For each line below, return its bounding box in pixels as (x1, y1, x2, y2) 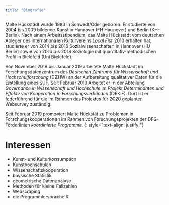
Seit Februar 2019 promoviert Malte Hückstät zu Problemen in (5, 111, 134, 117)
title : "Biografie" (5, 7, 46, 13)
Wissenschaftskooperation (12, 167, 68, 173)
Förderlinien (5, 121, 30, 128)
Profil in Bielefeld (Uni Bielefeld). (5, 54, 73, 60)
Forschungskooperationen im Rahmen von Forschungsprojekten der (5, 116, 147, 122)
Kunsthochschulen (12, 161, 51, 168)
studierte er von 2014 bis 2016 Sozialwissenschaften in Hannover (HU (5, 43, 150, 49)
